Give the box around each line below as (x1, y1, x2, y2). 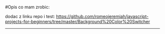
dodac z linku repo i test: (5, 14, 55, 19)
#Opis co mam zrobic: (5, 4, 50, 10)
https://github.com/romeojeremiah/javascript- (55, 14, 149, 19)
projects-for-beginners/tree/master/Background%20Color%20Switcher (5, 19, 150, 24)
